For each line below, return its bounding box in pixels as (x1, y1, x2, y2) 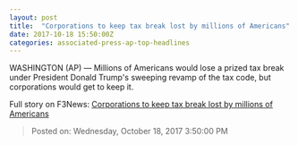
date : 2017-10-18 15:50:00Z (9, 30, 115, 38)
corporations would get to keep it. (9, 81, 134, 92)
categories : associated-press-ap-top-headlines (9, 38, 191, 47)
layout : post (9, 13, 58, 22)
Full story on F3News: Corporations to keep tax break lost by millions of (9, 99, 273, 110)
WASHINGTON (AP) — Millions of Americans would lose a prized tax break (9, 63, 285, 73)
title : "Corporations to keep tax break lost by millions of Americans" (9, 21, 291, 30)
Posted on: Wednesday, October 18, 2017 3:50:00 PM (30, 126, 228, 137)
